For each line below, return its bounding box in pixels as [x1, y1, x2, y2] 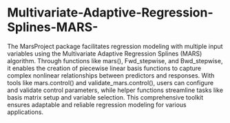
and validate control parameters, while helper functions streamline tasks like [7, 86, 224, 94]
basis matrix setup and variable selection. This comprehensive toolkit [7, 93, 204, 101]
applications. [7, 108, 43, 116]
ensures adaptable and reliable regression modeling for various [7, 100, 187, 109]
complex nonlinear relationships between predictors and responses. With [7, 71, 215, 80]
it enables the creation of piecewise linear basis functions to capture [7, 64, 202, 72]
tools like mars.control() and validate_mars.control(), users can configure [7, 78, 214, 87]
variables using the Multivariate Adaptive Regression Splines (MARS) [7, 49, 202, 58]
